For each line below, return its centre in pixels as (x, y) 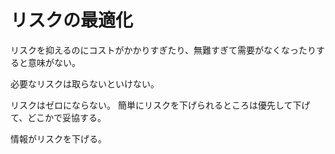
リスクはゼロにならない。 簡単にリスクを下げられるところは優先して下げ (160, 105)
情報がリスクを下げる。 (58, 138)
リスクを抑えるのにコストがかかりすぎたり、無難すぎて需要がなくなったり (163, 50)
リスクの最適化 (72, 20)
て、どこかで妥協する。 (58, 117)
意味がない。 (54, 62)
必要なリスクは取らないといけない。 (85, 83)
